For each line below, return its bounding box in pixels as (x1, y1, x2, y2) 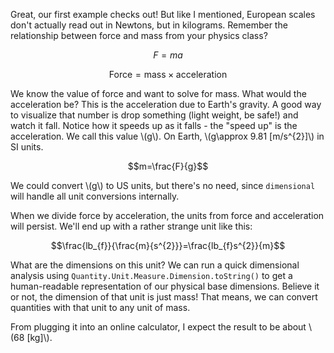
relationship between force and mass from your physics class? (10, 30, 268, 41)
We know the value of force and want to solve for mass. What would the (10, 88, 307, 99)
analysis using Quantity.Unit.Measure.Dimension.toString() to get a (10, 270, 293, 281)
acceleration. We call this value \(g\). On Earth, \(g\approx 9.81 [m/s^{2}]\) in (10, 130, 325, 142)
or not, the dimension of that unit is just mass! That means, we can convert (10, 291, 318, 303)
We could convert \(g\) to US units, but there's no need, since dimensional (10, 180, 316, 191)
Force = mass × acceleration (108, 69, 228, 80)
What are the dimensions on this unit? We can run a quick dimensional (10, 259, 300, 271)
